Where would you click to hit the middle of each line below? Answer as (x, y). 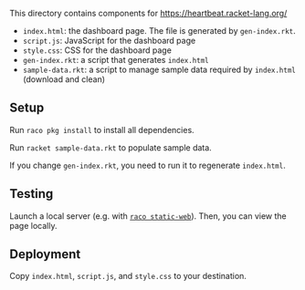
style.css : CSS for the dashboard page (97, 50)
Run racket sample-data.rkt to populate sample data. (110, 147)
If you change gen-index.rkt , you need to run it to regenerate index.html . (147, 165)
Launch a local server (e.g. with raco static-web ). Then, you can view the (148, 216)
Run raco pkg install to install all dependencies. (102, 129)
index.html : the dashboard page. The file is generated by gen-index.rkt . (159, 31)
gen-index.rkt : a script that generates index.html (116, 60)
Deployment (45, 254)
